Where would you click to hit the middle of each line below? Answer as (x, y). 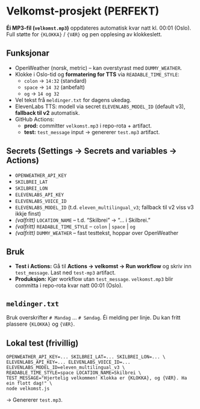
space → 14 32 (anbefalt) (55, 87)
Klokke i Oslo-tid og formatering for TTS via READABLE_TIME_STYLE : (97, 74)
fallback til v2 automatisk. (47, 112)
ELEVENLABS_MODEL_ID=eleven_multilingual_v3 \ (66, 367)
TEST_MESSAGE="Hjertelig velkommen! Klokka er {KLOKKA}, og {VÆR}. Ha (97, 378)
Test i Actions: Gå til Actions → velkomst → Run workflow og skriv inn (103, 266)
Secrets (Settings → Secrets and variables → (92, 151)
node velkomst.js (28, 388)
